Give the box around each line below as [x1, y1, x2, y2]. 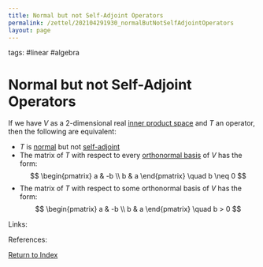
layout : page [8, 26, 51, 34]
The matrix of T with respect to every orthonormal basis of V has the [19, 151, 243, 160]
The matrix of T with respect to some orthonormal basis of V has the [19, 183, 243, 194]
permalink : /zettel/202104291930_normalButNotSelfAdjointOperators [8, 19, 235, 27]
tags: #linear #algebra [8, 48, 80, 58]
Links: [8, 220, 28, 229]
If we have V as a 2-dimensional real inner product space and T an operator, [8, 118, 256, 128]
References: [8, 235, 47, 245]
